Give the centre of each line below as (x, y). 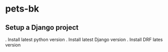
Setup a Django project (42, 28)
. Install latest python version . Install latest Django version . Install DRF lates (84, 39)
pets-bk (22, 9)
